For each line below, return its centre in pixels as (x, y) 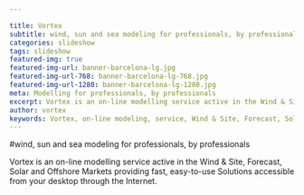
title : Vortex (36, 25)
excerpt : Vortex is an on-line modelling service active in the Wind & (147, 102)
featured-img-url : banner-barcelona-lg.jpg (93, 68)
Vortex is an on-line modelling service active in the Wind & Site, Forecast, (146, 162)
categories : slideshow (52, 43)
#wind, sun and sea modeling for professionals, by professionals (130, 144)
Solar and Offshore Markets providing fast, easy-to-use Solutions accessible (152, 171)
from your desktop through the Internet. (83, 181)
